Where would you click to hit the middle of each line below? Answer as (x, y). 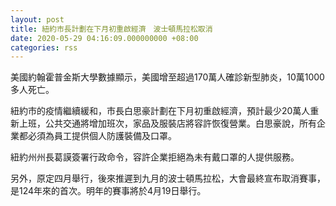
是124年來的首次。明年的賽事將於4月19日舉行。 (108, 191)
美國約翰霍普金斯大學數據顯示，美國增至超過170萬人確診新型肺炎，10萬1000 (167, 77)
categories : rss (44, 47)
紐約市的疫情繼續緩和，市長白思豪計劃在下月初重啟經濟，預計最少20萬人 (160, 111)
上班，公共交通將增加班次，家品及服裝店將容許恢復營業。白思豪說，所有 (167, 123)
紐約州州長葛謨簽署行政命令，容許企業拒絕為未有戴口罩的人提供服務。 (155, 157)
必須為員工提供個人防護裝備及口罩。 (102, 136)
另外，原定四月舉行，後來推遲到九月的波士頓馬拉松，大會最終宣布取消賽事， (168, 178)
